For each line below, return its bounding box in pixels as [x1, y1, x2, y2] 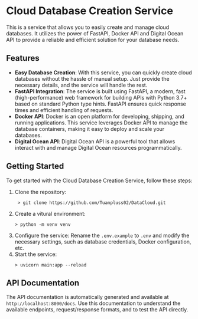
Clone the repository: [14, 188, 67, 195]
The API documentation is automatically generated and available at [6, 294, 169, 301]
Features [6, 53, 40, 63]
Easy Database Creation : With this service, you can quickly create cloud [14, 69, 192, 76]
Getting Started [6, 161, 64, 172]
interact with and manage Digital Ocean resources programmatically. [14, 144, 182, 151]
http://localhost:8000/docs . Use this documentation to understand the [6, 300, 181, 307]
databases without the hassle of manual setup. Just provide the [14, 75, 170, 82]
